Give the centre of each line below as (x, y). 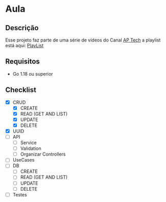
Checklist (21, 90)
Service (28, 143)
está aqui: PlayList (25, 46)
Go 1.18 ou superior (33, 74)
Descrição (22, 28)
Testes (20, 194)
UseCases (23, 160)
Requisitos (22, 62)
